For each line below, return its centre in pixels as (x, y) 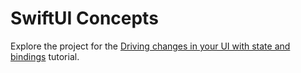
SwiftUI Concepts (84, 18)
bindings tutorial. (45, 56)
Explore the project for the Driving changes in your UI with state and (150, 46)
